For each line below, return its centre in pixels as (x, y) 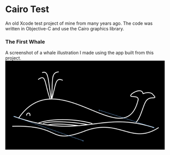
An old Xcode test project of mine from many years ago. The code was (79, 23)
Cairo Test (27, 9)
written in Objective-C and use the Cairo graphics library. (65, 28)
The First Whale (25, 41)
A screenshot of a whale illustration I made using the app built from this (79, 53)
